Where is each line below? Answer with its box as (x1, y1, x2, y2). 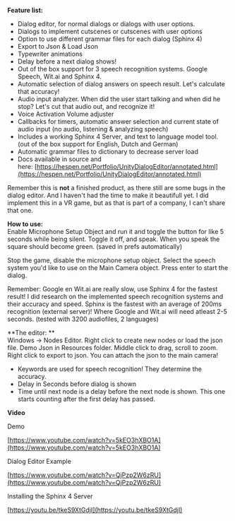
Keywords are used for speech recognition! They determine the (17, 365, 203, 373)
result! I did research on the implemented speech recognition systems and (7, 293, 224, 300)
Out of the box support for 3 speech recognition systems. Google (17, 65, 208, 73)
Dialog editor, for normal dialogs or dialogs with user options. (17, 20, 195, 28)
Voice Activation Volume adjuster (17, 110, 114, 118)
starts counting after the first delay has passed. (17, 395, 155, 403)
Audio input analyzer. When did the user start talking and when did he (17, 95, 221, 103)
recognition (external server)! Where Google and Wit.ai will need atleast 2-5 (7, 308, 227, 315)
